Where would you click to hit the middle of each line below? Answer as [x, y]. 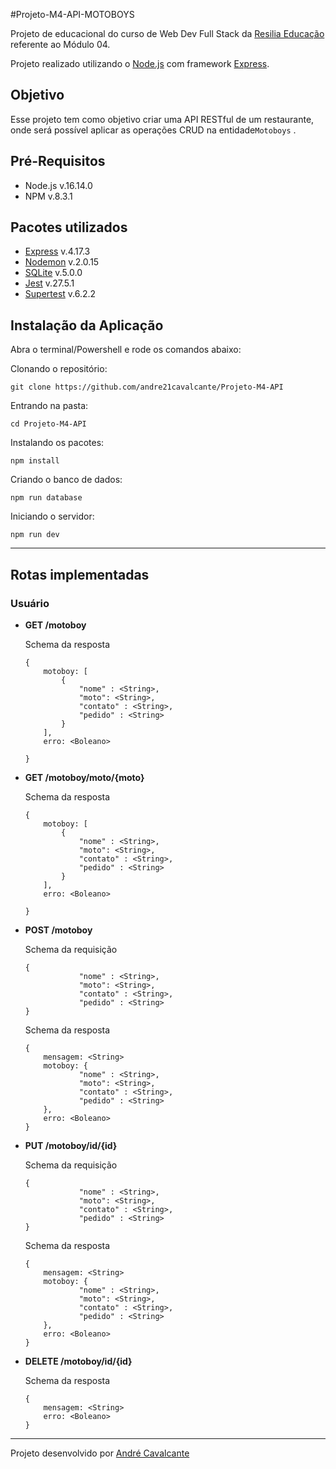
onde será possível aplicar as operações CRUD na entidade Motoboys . [153, 130]
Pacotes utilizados [69, 227]
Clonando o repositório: [59, 369]
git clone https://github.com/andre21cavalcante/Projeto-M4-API [147, 387]
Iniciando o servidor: [52, 516]
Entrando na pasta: [49, 406]
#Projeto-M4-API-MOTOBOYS [72, 14]
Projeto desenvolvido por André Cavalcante [100, 1453]
